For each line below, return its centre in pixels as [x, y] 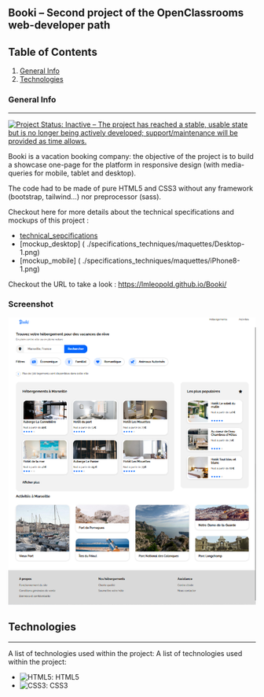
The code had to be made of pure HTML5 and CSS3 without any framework [131, 188]
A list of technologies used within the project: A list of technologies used [125, 653]
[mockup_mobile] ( [50, 260]
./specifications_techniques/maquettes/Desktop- [165, 244]
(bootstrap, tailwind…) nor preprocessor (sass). [85, 197]
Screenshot [31, 304]
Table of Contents [53, 52]
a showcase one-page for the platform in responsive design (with [114, 164]
